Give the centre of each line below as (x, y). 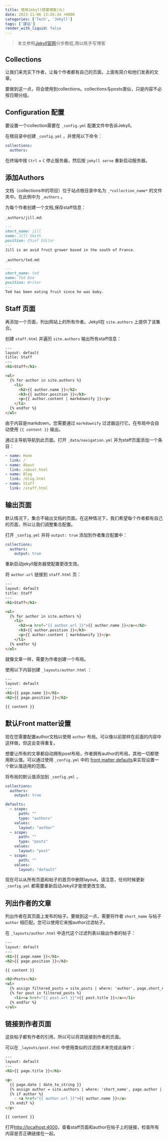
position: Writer (23, 283)
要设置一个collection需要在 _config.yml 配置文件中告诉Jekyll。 (70, 125)
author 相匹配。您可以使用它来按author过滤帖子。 (56, 922)
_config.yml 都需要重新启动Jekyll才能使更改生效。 (57, 886)
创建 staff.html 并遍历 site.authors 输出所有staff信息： (63, 339)
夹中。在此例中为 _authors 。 (35, 197)
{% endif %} (22, 1103)
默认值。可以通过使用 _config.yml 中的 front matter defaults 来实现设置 (82, 760)
